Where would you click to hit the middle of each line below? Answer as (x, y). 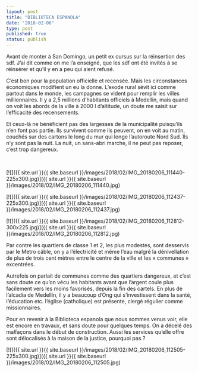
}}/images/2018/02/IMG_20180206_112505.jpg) (63, 362)
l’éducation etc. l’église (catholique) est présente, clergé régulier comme (95, 301)
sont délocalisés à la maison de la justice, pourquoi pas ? (76, 338)
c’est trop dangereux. (32, 149)
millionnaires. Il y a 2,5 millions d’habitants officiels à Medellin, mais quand (97, 100)
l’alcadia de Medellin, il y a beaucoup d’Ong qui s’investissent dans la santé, (99, 295)
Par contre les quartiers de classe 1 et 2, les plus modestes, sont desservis (98, 245)
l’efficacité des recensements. (43, 112)
